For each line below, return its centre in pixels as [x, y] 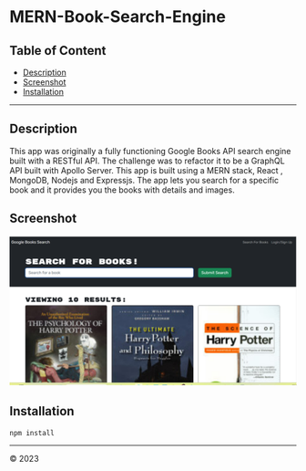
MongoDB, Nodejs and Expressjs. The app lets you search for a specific [144, 180]
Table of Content [58, 51]
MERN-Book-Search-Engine [117, 17]
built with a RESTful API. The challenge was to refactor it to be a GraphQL [147, 161]
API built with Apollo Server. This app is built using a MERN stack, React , [147, 170]
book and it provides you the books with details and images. [122, 190]
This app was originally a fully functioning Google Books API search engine [150, 151]
